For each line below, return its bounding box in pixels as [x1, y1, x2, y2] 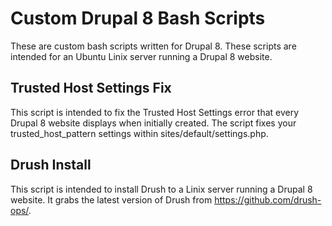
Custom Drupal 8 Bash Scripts [10, 7, 266, 30]
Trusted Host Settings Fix [10, 80, 172, 97]
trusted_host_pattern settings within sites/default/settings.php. [10, 127, 269, 139]
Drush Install [10, 157, 92, 174]
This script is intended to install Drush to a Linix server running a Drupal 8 [10, 183, 313, 195]
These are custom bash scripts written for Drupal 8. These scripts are [10, 40, 297, 52]
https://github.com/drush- [214, 193, 322, 206]
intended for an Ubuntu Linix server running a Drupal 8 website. [10, 50, 273, 62]
